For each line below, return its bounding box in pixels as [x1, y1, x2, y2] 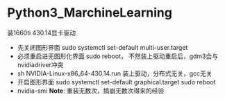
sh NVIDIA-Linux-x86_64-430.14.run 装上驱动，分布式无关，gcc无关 [17, 69, 213, 77]
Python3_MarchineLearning [7, 5, 172, 21]
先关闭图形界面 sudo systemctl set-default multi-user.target [17, 43, 188, 51]
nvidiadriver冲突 [17, 60, 64, 68]
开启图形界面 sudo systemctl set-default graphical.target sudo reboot [17, 77, 216, 86]
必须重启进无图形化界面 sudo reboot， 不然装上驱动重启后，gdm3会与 [17, 52, 219, 60]
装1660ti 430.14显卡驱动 [7, 28, 76, 37]
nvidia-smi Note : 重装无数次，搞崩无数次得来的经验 [17, 86, 165, 95]
